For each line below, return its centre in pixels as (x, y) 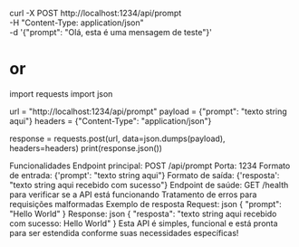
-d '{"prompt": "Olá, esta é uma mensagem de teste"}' (111, 32)
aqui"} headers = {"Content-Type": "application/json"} (111, 120)
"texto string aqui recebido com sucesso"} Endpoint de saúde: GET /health (149, 185)
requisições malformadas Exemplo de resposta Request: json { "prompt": (146, 204)
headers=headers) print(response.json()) (86, 147)
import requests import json (61, 93)
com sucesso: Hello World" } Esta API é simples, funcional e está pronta (144, 223)
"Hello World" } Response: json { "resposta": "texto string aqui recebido (143, 214)
